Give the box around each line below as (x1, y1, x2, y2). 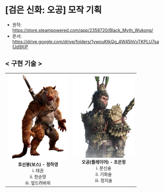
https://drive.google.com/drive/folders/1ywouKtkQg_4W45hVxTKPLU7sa (12, 38, 160, 44)
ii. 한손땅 (29, 173, 47, 180)
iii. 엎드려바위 (25, 180, 51, 186)
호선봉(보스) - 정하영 (18, 161, 58, 167)
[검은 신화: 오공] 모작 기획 (5, 4, 102, 16)
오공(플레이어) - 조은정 (82, 159, 126, 165)
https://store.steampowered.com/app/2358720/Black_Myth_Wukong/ (12, 27, 153, 33)
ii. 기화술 (95, 171, 112, 177)
